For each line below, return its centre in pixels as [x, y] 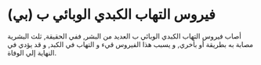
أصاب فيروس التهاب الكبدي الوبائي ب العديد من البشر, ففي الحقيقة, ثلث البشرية [125, 36]
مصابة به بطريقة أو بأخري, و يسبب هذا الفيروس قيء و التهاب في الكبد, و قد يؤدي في [130, 44]
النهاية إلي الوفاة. [32, 52]
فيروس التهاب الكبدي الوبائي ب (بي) [112, 14]
